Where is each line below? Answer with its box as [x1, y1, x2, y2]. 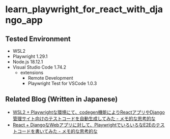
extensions [20, 69, 44, 76]
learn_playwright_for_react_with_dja [5, 4, 163, 15]
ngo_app [5, 14, 43, 26]
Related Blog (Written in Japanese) [5, 95, 118, 103]
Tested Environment [5, 34, 71, 43]
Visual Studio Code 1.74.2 [12, 64, 66, 70]
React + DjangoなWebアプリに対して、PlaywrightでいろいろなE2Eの [12, 122, 156, 128]
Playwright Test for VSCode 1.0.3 [27, 80, 97, 86]
